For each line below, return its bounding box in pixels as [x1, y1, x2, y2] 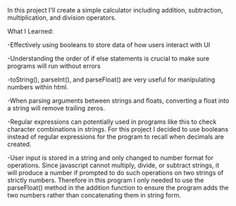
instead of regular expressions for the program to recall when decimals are [7, 133, 224, 141]
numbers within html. [7, 83, 68, 91]
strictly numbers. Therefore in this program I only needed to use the [7, 176, 204, 184]
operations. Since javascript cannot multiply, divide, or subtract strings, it [7, 161, 220, 169]
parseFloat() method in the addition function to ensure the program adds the [7, 184, 229, 192]
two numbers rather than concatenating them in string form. [7, 191, 182, 199]
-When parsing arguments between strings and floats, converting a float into [7, 96, 230, 105]
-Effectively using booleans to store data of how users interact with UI [7, 41, 211, 49]
